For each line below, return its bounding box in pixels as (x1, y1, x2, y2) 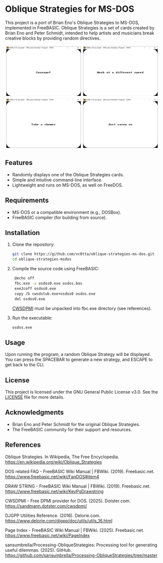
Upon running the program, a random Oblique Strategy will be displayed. (5, 352, 151, 357)
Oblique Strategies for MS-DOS (5, 3, 134, 15)
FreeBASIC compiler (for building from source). (12, 214, 107, 220)
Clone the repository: (12, 241, 55, 248)
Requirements (5, 196, 49, 205)
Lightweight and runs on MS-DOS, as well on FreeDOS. (12, 182, 123, 188)
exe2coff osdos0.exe (14, 286, 56, 291)
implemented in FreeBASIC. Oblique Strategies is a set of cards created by (5, 24, 155, 30)
